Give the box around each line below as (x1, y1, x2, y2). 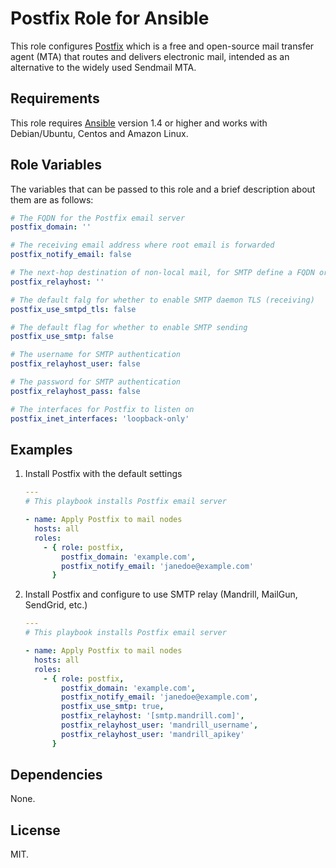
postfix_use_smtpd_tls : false (10, 304, 137, 314)
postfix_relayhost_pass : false (10, 386, 141, 396)
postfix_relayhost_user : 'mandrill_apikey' (61, 729, 245, 739)
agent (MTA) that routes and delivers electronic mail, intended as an (10, 50, 290, 62)
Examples (10, 441, 73, 458)
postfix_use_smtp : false (10, 332, 114, 342)
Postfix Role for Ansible (10, 7, 210, 30)
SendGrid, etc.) (24, 599, 88, 611)
